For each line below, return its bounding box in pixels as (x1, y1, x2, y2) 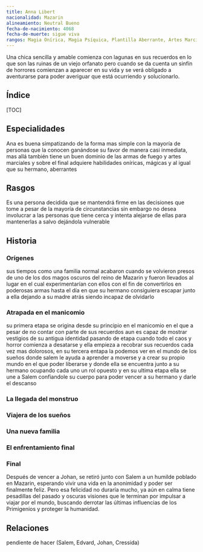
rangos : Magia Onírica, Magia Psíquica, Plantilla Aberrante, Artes (6, 37, 182, 43)
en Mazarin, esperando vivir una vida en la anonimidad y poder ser (6, 480, 173, 487)
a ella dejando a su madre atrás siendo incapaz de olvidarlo (6, 294, 155, 301)
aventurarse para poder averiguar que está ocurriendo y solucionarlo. (6, 73, 180, 80)
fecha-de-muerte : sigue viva (6, 31, 80, 37)
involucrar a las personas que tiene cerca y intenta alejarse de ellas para (6, 212, 187, 219)
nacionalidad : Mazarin (6, 14, 63, 21)
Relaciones (6, 523, 50, 533)
